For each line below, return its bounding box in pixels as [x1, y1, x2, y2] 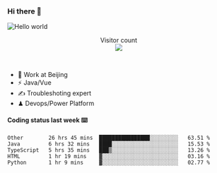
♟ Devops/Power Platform [17, 99, 95, 108]
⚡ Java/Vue [17, 78, 52, 87]
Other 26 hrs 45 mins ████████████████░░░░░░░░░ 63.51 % [7, 134, 211, 141]
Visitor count [100, 36, 138, 44]
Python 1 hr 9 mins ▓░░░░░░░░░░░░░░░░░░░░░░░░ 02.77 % [7, 159, 211, 166]
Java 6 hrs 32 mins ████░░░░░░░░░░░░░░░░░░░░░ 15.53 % [7, 141, 211, 148]
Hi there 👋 [7, 6, 42, 16]
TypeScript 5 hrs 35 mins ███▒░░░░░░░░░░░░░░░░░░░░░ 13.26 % [7, 146, 211, 154]
